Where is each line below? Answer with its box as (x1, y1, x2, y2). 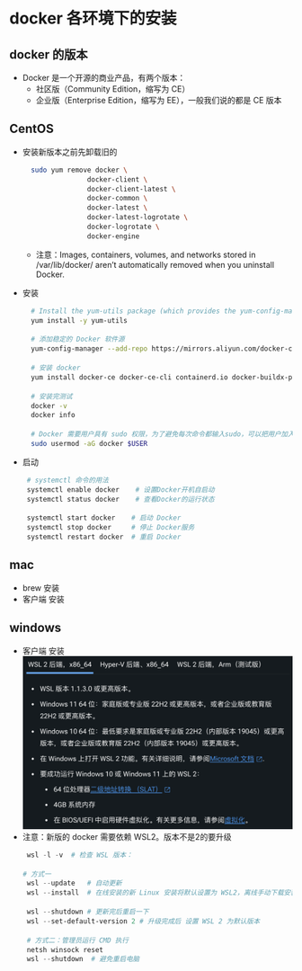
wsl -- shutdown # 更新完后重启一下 (26, 907, 149, 917)
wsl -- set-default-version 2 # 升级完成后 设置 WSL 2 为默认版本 (26, 916, 261, 926)
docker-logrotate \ (86, 222, 160, 232)
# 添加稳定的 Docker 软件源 (31, 334, 125, 344)
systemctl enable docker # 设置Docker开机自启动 (26, 485, 215, 494)
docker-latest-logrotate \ (86, 213, 189, 222)
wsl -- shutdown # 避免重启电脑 (26, 955, 140, 964)
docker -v (31, 401, 67, 410)
